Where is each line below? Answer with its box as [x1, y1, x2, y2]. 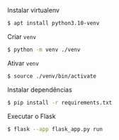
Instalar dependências [7, 85, 72, 94]
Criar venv [7, 32, 37, 41]
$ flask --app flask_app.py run [7, 125, 103, 133]
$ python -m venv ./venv [7, 46, 81, 53]
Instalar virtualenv [7, 6, 60, 14]
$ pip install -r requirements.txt [7, 99, 113, 106]
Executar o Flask [7, 112, 56, 120]
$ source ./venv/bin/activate [7, 72, 97, 80]
